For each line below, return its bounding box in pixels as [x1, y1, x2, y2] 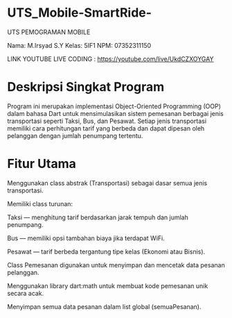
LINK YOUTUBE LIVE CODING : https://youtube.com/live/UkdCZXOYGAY [7, 54, 214, 63]
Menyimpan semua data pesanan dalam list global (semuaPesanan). [7, 302, 202, 310]
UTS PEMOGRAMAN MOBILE [7, 28, 91, 36]
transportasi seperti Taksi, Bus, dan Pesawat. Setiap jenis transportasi [7, 117, 206, 125]
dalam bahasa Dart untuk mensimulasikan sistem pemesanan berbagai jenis [7, 109, 224, 117]
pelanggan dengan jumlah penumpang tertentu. [7, 131, 143, 140]
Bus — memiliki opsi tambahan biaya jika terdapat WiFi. [7, 234, 165, 242]
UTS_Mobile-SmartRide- [7, 5, 152, 21]
